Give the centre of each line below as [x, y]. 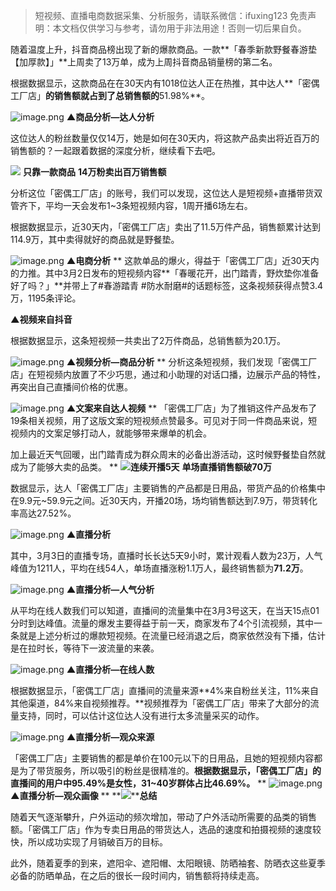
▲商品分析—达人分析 [110, 117]
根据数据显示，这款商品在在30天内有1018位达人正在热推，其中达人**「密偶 [165, 83]
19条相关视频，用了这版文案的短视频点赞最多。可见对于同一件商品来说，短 [164, 420]
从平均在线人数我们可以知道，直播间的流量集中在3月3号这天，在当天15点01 [165, 610]
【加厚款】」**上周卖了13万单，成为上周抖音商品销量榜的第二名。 [144, 62]
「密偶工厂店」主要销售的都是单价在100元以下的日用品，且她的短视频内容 [162, 758]
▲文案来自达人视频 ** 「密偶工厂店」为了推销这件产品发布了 [192, 408]
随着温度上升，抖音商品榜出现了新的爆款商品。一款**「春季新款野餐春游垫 [164, 49]
